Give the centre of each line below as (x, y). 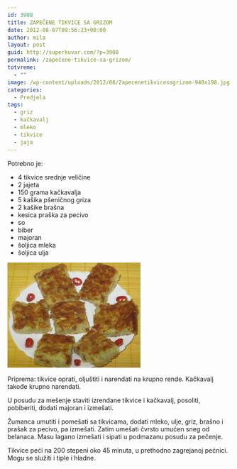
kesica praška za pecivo (53, 215)
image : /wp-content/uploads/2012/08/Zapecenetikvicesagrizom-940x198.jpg (119, 82)
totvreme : (22, 67)
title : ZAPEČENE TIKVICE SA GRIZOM (60, 22)
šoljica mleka (37, 245)
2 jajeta (28, 184)
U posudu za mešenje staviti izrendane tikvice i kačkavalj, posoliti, (104, 400)
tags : (15, 105)
